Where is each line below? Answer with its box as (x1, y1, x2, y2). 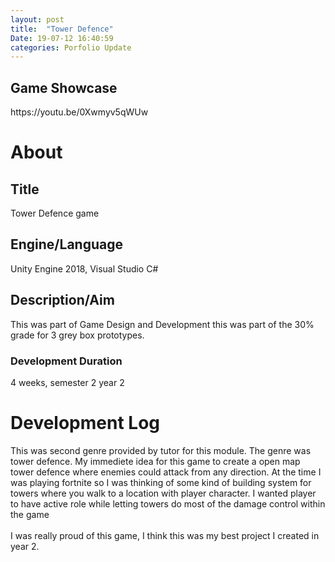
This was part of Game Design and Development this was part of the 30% (10, 318, 315, 330)
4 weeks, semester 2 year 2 (10, 376, 125, 388)
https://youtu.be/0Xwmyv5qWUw (10, 106, 149, 118)
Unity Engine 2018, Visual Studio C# (10, 262, 159, 275)
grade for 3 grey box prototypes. (10, 329, 145, 341)
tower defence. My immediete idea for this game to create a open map (10, 455, 301, 467)
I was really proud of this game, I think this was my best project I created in (10, 529, 320, 541)
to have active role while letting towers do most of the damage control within (10, 497, 326, 510)
